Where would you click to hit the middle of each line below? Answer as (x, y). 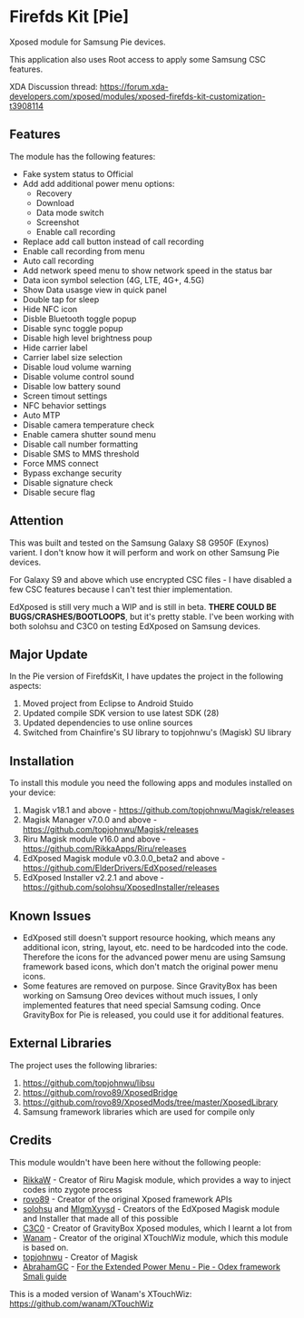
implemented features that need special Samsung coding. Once (142, 1005)
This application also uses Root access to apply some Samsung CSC (137, 59)
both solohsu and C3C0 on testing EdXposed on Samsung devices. (135, 626)
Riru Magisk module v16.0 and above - (94, 839)
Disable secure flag (59, 492)
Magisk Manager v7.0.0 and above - (89, 820)
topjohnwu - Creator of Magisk (80, 1257)
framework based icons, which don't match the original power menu (150, 967)
